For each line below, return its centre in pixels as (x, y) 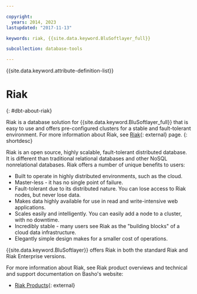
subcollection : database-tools (44, 49)
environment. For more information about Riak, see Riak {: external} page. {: (97, 135)
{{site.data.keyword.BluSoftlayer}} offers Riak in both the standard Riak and (97, 250)
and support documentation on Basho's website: (65, 274)
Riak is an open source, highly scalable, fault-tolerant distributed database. (97, 152)
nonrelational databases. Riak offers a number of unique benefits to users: (96, 165)
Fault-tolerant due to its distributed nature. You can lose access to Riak (100, 189)
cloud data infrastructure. (45, 232)
